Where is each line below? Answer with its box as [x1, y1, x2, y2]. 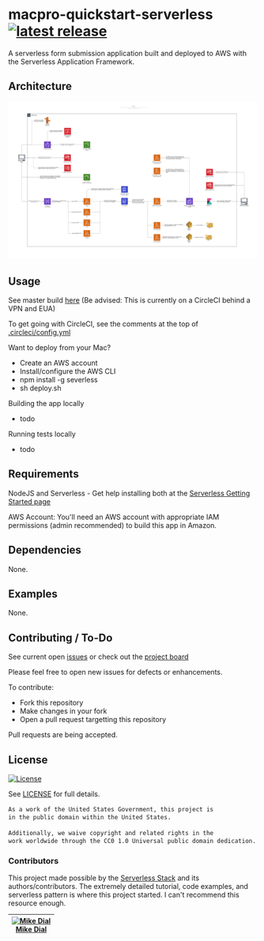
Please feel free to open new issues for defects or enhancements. [8, 668, 223, 677]
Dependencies [8, 544, 81, 557]
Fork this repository [19, 698, 84, 708]
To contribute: [8, 683, 54, 692]
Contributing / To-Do [8, 630, 113, 645]
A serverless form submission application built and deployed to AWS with [8, 48, 247, 58]
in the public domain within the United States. [8, 814, 172, 822]
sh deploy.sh [19, 383, 62, 393]
